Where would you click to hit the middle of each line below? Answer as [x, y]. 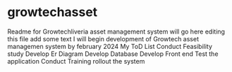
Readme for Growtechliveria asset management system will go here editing [116, 31]
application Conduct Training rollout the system [76, 61]
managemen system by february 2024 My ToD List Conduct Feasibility [110, 46]
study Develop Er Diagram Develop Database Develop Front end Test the [113, 54]
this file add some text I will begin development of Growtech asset [103, 38]
